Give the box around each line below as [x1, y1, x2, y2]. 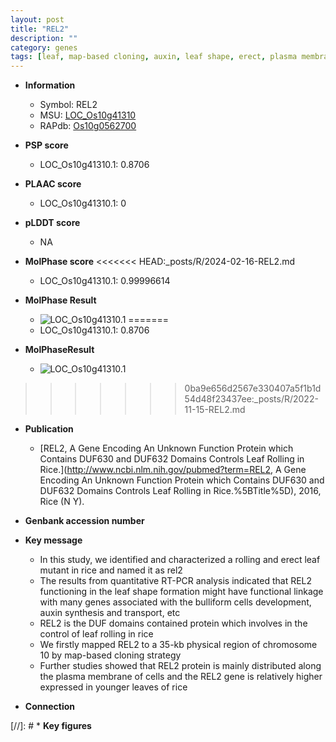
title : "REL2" [10, 24, 70, 34]
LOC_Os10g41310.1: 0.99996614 [39, 275, 171, 287]
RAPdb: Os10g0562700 [39, 120, 137, 132]
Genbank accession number [24, 515, 145, 527]
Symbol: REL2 [39, 99, 98, 111]
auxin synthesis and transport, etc [39, 607, 181, 619]
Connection [24, 701, 75, 713]
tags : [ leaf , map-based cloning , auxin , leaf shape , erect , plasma [10, 52, 298, 62]
